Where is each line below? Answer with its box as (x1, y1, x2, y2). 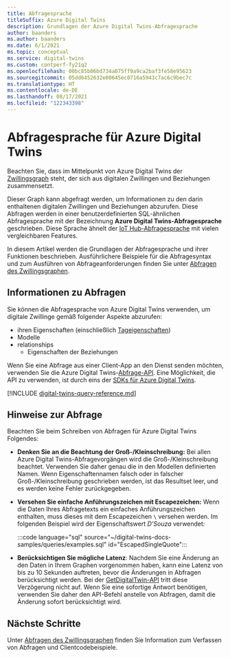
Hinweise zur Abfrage (7, 409, 103, 421)
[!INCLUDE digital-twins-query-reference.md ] (7, 389, 137, 397)
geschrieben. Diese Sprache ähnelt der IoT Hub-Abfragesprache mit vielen (7, 224, 219, 232)
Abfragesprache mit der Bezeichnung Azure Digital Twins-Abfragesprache (7, 216, 222, 225)
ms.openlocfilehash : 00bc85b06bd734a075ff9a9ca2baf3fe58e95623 (7, 68, 192, 74)
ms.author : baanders (7, 36, 67, 43)
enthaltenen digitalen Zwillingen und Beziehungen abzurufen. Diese (7, 202, 198, 210)
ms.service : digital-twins (7, 55, 84, 62)
